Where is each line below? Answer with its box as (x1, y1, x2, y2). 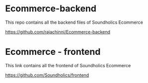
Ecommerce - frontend (5, 46, 101, 57)
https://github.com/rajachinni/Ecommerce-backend (5, 29, 111, 35)
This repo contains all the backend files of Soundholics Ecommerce (5, 19, 143, 25)
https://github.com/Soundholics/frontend (5, 72, 89, 78)
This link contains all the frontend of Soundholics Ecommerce (5, 62, 131, 68)
